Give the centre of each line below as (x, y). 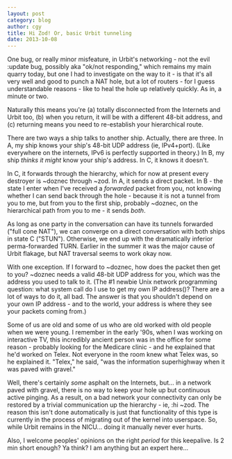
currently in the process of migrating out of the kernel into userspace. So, (112, 420)
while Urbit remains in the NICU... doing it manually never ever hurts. (105, 427)
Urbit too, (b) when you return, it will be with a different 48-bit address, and (115, 117)
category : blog (29, 20)
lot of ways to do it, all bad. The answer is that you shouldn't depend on (110, 297)
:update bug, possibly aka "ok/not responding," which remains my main (109, 67)
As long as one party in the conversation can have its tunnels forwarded (110, 224)
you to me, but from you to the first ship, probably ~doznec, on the (103, 203)
